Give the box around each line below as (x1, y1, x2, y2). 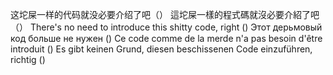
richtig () (10, 54, 46, 65)
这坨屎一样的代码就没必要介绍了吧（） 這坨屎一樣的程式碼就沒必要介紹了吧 (10, 9, 320, 20)
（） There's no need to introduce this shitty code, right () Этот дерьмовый (10, 21, 323, 33)
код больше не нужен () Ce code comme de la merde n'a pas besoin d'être (10, 33, 323, 44)
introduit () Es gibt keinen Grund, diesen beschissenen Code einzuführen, (10, 43, 313, 55)
